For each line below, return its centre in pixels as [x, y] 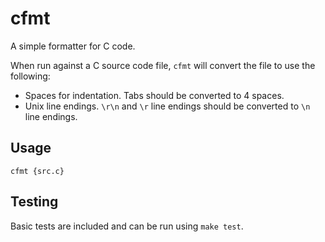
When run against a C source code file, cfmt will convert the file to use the [163, 65]
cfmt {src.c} [37, 171]
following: [30, 76]
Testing [34, 202]
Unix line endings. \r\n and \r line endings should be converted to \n [167, 106]
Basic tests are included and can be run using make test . [127, 226]
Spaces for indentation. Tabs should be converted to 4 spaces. [154, 95]
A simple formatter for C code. [73, 46]
